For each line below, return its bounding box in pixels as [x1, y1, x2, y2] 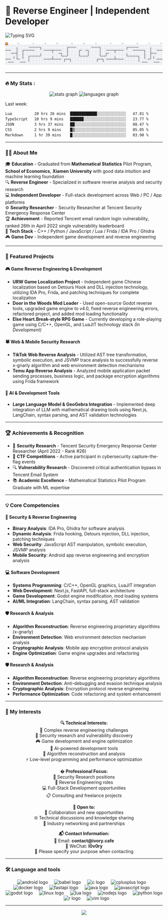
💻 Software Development [5, 569, 60, 575]
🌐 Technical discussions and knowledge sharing [34, 815, 134, 820]
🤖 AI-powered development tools [49, 746, 118, 751]
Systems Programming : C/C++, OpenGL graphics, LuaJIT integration [12, 582, 156, 588]
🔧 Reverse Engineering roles [54, 779, 113, 785]
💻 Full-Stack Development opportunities [42, 785, 126, 791]
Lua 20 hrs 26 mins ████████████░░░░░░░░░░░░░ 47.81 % [5, 111, 149, 117]
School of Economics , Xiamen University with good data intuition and [5, 168, 150, 174]
